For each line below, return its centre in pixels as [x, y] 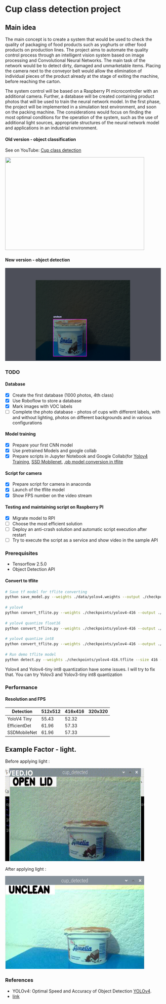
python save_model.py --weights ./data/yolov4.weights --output [73, 597]
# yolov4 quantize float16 [33, 623]
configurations [27, 423]
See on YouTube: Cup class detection [43, 150]
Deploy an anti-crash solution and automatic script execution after [80, 529]
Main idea [21, 28]
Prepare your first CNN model [42, 445]
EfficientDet [19, 725]
